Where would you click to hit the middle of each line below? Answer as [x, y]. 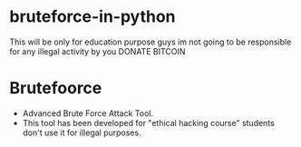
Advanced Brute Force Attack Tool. [88, 113]
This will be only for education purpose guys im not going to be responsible [150, 42]
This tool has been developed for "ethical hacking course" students [148, 122]
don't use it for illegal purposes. [82, 132]
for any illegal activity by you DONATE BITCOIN [97, 51]
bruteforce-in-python [92, 17]
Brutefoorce [56, 88]
